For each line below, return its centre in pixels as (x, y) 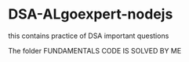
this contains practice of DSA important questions (89, 36)
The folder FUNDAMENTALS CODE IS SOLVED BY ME (95, 50)
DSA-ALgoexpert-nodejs (91, 14)
